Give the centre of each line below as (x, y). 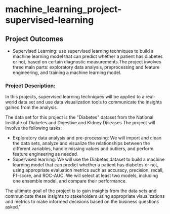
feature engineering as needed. (45, 154)
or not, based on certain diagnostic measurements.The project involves (87, 62)
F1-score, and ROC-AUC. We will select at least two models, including (85, 175)
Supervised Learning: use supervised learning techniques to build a (83, 51)
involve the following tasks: (34, 128)
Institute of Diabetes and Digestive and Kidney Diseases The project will (80, 123)
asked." (13, 207)
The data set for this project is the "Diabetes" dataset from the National (79, 117)
